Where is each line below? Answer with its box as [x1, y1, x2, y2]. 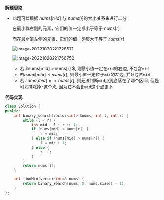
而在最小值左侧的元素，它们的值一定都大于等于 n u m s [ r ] [12, 36, 124, 42]
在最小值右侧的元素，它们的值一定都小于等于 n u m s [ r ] [12, 25, 120, 31]
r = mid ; [40, 131, 58, 136]
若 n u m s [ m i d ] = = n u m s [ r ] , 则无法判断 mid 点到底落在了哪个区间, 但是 [19, 78, 159, 83]
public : [5, 108, 21, 113]
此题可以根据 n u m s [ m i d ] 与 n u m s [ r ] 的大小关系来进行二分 [12, 15, 127, 21]
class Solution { [5, 104, 41, 109]
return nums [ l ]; [23, 163, 56, 168]
